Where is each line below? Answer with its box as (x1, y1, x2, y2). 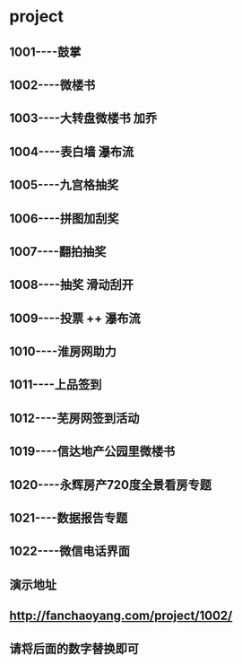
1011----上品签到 (9, 377, 102, 392)
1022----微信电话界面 (9, 544, 130, 559)
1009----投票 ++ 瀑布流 (9, 310, 141, 326)
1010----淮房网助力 (9, 344, 117, 360)
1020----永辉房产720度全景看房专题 (9, 477, 212, 493)
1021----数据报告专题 (9, 511, 128, 526)
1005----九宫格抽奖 (9, 178, 119, 193)
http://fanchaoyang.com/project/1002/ (9, 608, 233, 624)
